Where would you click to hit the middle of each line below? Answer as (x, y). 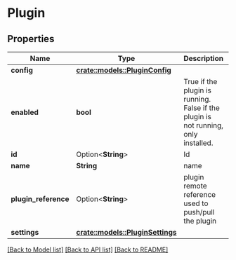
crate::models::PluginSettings (126, 232)
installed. (198, 143)
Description (203, 59)
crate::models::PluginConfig (124, 70)
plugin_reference (40, 199)
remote (195, 186)
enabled (25, 112)
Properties (31, 39)
